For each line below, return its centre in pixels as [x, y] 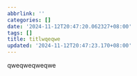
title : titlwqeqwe [34, 39]
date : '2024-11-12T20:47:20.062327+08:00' [70, 26]
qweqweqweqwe [32, 65]
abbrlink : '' [26, 13]
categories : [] [29, 20]
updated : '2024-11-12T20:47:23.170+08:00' [70, 46]
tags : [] [20, 33]
